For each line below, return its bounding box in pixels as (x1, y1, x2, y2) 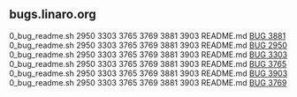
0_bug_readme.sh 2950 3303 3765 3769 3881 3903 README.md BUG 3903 (9, 68, 288, 78)
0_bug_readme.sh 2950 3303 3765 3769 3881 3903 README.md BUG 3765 (9, 58, 287, 69)
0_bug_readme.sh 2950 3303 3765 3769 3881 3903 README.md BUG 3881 (9, 30, 286, 41)
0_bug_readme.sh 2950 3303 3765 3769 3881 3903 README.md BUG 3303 (9, 48, 288, 60)
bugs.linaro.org (9, 7, 97, 22)
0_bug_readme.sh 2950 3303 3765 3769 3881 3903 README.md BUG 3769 (9, 77, 287, 87)
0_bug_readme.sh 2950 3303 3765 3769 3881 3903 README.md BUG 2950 (9, 40, 287, 50)
